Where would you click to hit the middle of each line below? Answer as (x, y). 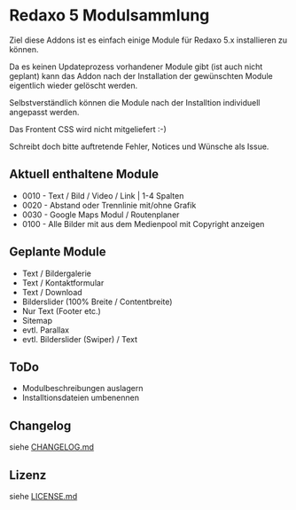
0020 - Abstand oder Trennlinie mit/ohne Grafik (109, 205)
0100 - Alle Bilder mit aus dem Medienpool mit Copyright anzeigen (143, 224)
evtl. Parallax (45, 330)
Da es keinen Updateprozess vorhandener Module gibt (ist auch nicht (136, 67)
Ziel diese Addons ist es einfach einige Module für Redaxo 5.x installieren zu (148, 40)
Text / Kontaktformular (63, 282)
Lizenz (28, 475)
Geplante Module (58, 252)
